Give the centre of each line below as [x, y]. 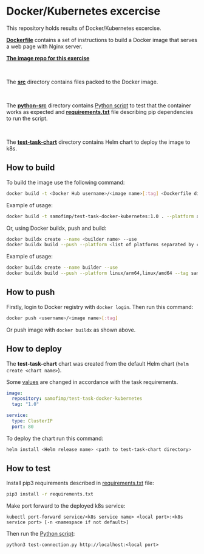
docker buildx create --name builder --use [62, 268]
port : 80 [23, 427]
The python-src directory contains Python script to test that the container [99, 105]
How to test [28, 468]
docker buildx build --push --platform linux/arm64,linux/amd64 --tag [97, 273]
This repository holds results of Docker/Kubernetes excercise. [84, 28]
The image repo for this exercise [48, 58]
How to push [31, 292]
